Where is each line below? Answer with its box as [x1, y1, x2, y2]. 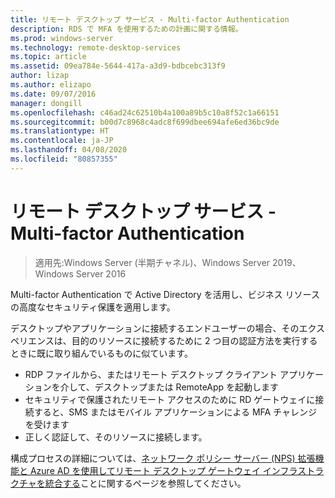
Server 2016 [75, 267, 127, 280]
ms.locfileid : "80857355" [10, 154, 118, 164]
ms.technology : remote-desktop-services [10, 42, 182, 53]
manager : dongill [10, 98, 83, 108]
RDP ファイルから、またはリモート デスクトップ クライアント [24, 368, 278, 380]
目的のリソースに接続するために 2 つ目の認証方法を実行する [71, 334, 318, 346]
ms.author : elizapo [10, 80, 92, 90]
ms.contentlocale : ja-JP [10, 136, 114, 146]
